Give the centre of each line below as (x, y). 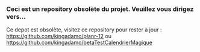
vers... (16, 16)
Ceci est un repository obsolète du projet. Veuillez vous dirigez (100, 9)
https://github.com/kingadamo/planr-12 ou (59, 36)
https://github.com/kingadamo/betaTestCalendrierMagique (79, 43)
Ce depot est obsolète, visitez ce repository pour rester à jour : (84, 30)
